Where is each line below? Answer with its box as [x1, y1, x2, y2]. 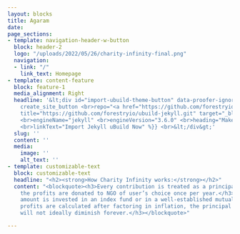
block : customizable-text [14, 169, 91, 177]
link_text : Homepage [20, 70, 81, 77]
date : [7, 24, 24, 31]
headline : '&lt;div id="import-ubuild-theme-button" [14, 97, 174, 104]
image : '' [20, 150, 50, 157]
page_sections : [7, 30, 53, 38]
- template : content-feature [7, 76, 94, 84]
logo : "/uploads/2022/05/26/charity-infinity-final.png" [14, 51, 187, 58]
